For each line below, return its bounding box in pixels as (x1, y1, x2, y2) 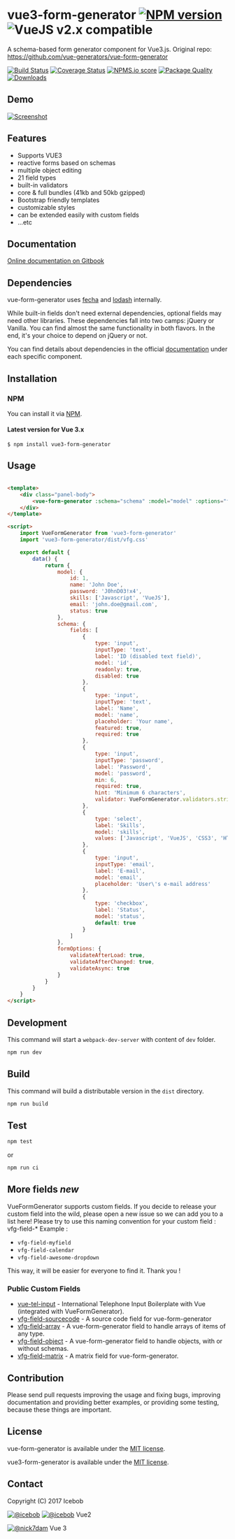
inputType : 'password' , (94, 757, 164, 764)
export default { (20, 549, 71, 556)
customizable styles (17, 203, 76, 211)
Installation (7, 373, 57, 385)
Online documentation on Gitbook (7, 257, 105, 265)
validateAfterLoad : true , (69, 952, 145, 959)
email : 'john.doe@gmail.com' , (69, 601, 158, 608)
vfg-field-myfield (17, 1239, 71, 1246)
